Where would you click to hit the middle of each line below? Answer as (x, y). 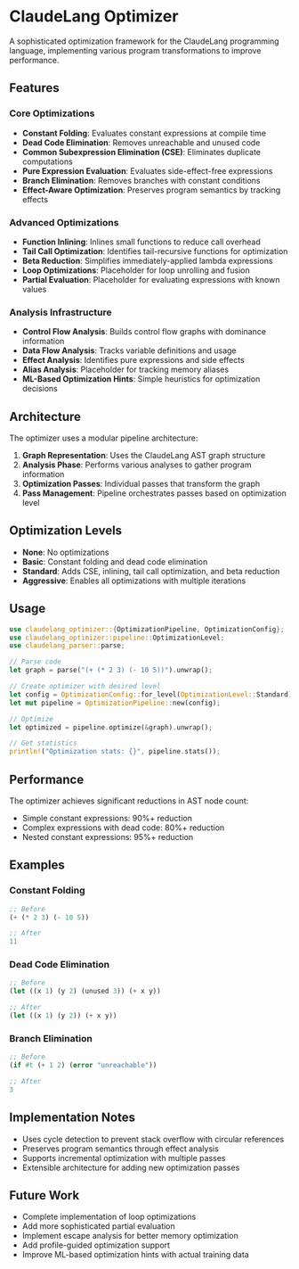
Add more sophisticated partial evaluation (98, 1226)
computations (47, 161)
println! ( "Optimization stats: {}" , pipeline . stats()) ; (115, 752)
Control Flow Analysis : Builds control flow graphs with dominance (144, 332)
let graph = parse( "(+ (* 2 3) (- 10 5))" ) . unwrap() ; (111, 671)
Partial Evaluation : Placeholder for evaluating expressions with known (151, 279)
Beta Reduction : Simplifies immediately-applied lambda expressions (147, 260)
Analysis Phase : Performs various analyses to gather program (137, 465)
